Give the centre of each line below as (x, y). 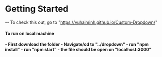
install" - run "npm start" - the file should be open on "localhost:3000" (78, 50)
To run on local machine (30, 33)
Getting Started (37, 9)
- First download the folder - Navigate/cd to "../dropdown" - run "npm (77, 44)
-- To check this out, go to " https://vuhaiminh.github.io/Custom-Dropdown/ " (81, 22)
